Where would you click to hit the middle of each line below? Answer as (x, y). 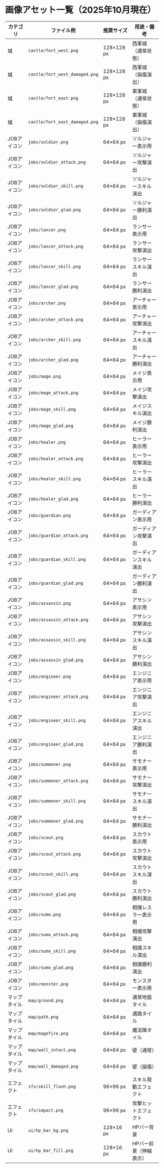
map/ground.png (46, 1000)
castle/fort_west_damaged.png (63, 74)
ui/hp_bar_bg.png (48, 1130)
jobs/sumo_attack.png (53, 934)
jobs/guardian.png (50, 515)
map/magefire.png (48, 1033)
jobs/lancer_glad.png (53, 287)
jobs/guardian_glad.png (56, 583)
